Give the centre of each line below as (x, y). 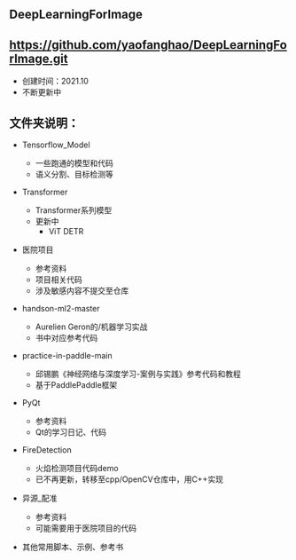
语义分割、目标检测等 (74, 174)
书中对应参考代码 (66, 338)
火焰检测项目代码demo (77, 469)
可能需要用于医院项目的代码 (86, 528)
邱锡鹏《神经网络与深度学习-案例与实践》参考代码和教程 (138, 374)
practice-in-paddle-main (67, 356)
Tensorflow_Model (56, 145)
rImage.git (39, 58)
